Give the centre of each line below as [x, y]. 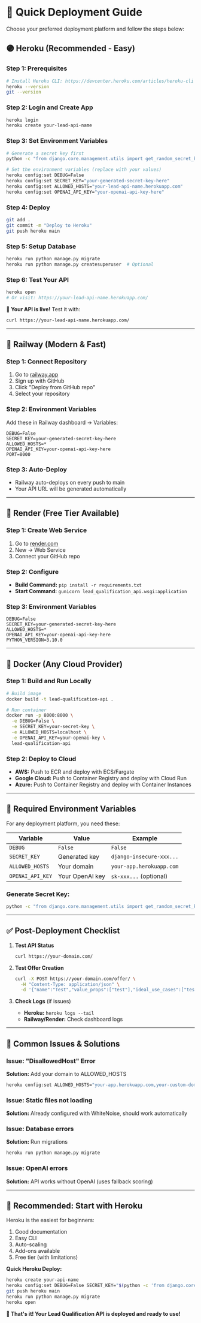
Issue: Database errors [40, 1129]
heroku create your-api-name [42, 1280]
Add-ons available [37, 1251]
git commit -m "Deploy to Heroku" [49, 225]
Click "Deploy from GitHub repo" [55, 387]
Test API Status [34, 945]
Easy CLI [26, 1238]
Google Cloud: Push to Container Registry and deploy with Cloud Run [101, 778]
